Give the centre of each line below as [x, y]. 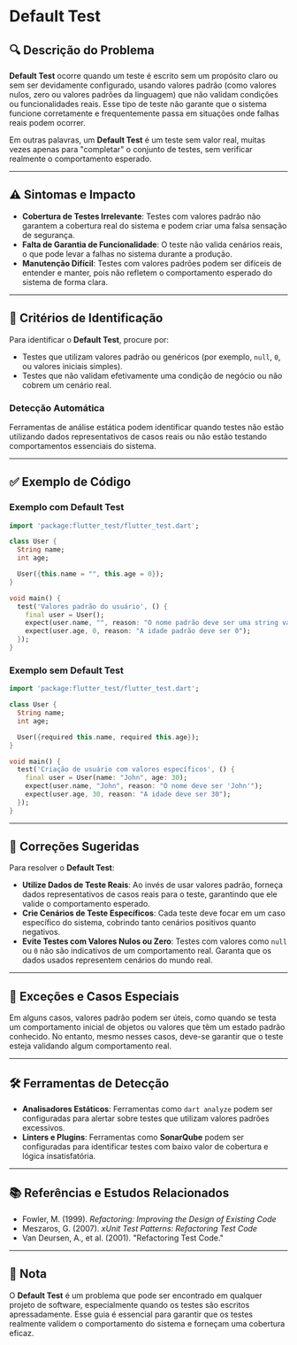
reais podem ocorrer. [47, 123]
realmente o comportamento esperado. [80, 158]
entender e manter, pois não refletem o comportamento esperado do [147, 273]
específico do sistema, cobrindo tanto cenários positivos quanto [139, 923]
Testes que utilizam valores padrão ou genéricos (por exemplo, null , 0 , [151, 357]
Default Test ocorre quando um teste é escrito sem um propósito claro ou [144, 76]
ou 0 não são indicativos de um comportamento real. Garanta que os [147, 951]
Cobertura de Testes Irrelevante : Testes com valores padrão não [141, 216]
